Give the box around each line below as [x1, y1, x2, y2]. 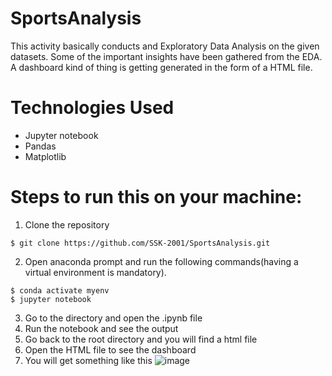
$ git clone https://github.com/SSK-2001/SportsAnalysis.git [10, 238, 271, 248]
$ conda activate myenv [10, 285, 110, 296]
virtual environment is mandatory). [24, 266, 167, 278]
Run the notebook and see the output [24, 322, 179, 334]
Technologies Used [10, 97, 175, 119]
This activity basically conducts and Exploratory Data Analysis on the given [10, 40, 320, 52]
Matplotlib [24, 150, 67, 162]
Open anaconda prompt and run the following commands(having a [24, 255, 299, 267]
